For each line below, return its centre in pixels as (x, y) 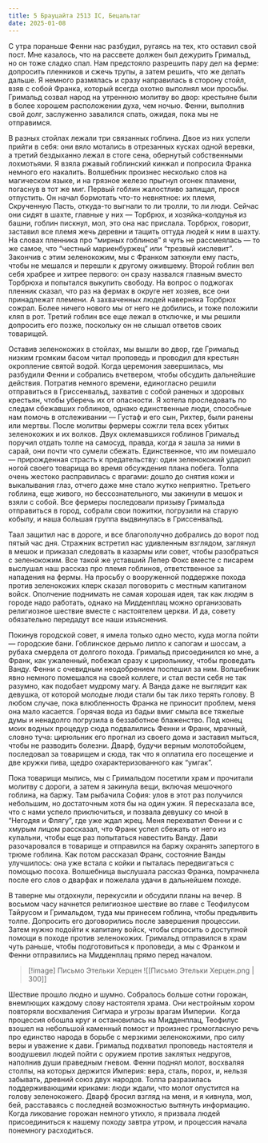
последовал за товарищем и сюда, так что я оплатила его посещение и (131, 753)
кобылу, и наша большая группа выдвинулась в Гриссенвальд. (116, 519)
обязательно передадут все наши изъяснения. (88, 619)
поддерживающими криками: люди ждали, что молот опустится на (124, 1088)
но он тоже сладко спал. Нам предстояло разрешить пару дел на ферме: (134, 63)
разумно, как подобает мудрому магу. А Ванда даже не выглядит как (128, 685)
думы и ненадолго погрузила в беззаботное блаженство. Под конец (125, 720)
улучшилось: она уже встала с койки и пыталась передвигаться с (121, 863)
